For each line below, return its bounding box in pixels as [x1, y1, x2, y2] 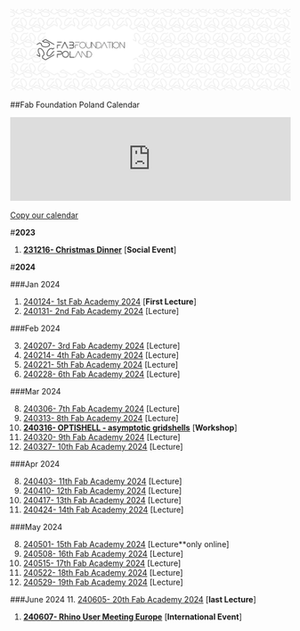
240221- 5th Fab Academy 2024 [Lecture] [22, 359, 179, 369]
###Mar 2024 [10, 386, 61, 396]
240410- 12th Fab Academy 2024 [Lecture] [22, 485, 182, 495]
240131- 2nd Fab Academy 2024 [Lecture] [22, 305, 180, 316]
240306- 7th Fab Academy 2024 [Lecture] [22, 403, 181, 414]
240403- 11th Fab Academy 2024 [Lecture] [22, 476, 182, 486]
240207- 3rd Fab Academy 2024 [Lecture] [22, 340, 181, 351]
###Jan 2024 [10, 278, 61, 289]
